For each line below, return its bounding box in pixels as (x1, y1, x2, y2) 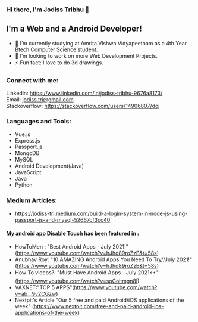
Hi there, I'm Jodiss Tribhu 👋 (6, 5, 90, 14)
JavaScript (14, 169, 42, 176)
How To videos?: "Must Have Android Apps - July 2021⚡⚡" (14, 268, 159, 276)
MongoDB (14, 150, 40, 157)
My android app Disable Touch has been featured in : (6, 230, 140, 237)
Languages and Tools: (6, 117, 71, 125)
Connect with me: (6, 76, 59, 84)
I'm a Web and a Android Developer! (6, 24, 143, 34)
